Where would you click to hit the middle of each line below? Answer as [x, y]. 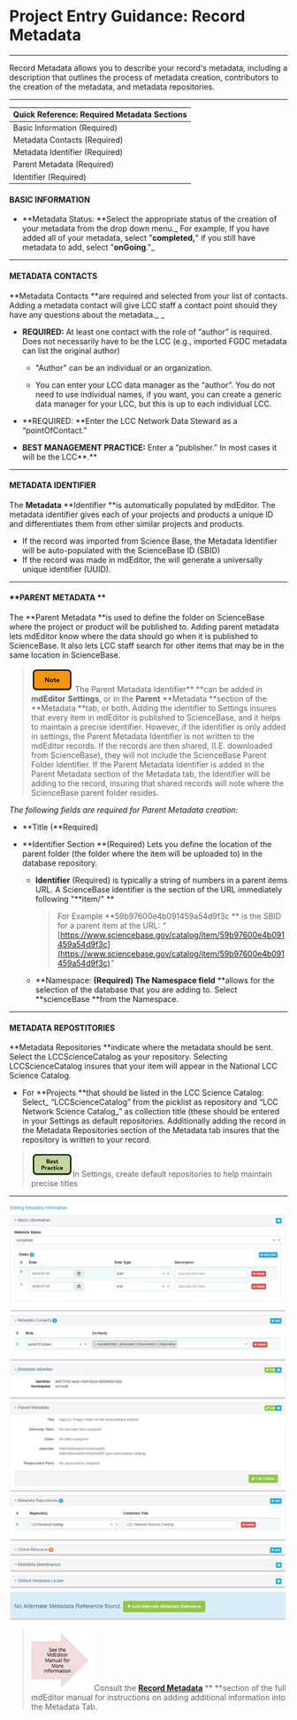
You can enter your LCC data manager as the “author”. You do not [155, 385]
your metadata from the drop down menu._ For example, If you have [145, 228]
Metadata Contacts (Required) [68, 140]
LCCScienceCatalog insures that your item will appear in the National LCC [144, 1066]
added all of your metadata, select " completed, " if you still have [139, 238]
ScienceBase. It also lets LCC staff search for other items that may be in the [147, 645]
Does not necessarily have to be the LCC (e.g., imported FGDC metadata [154, 341]
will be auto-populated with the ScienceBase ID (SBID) [121, 550]
